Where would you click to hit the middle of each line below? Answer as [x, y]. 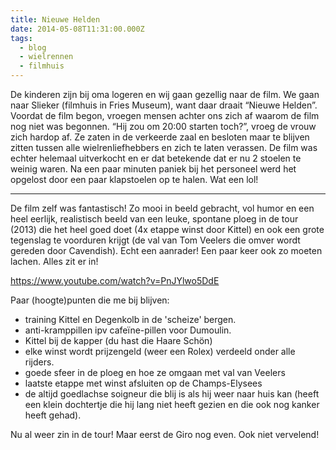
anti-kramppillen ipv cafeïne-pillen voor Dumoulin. [128, 330]
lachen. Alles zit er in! [54, 261]
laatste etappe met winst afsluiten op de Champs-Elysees [143, 383]
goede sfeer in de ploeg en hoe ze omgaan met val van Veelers [155, 372]
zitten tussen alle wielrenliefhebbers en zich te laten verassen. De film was [164, 147]
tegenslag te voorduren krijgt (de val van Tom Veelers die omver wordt [155, 240]
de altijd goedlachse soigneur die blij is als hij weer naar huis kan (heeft [172, 394]
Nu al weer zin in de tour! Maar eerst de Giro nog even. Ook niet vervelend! [165, 434]
